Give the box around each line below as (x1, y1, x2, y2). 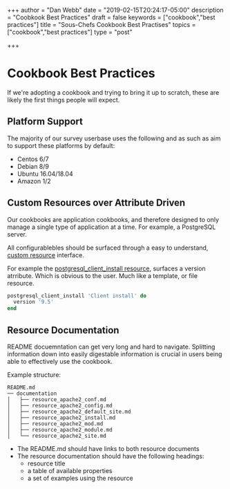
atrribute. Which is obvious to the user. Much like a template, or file (7, 271, 198, 279)
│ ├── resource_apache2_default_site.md (7, 408, 131, 415)
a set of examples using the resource (27, 474, 133, 482)
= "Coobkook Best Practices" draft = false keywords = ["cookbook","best (7, 13, 215, 21)
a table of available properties (27, 467, 113, 474)
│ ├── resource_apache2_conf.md (7, 396, 107, 403)
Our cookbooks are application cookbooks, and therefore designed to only (7, 215, 220, 223)
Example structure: (7, 371, 61, 379)
